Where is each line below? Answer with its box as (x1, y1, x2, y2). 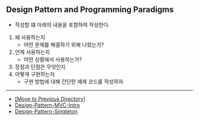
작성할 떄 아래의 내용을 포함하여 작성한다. (14, 21, 110, 28)
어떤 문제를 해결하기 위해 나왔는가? (23, 41, 104, 48)
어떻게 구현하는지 (14, 70, 55, 77)
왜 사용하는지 (14, 34, 46, 41)
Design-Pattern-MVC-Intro (14, 102, 80, 109)
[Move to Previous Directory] (14, 95, 86, 102)
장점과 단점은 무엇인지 (14, 63, 66, 70)
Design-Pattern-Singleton (14, 107, 78, 115)
